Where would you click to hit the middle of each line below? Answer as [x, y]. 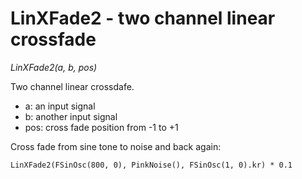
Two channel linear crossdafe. [72, 86]
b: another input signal [71, 116]
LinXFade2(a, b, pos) [54, 67]
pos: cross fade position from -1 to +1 [101, 127]
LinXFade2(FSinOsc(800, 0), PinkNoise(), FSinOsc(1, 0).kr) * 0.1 [151, 165]
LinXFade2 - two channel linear [143, 18]
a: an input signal [60, 106]
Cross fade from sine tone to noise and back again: [116, 146]
